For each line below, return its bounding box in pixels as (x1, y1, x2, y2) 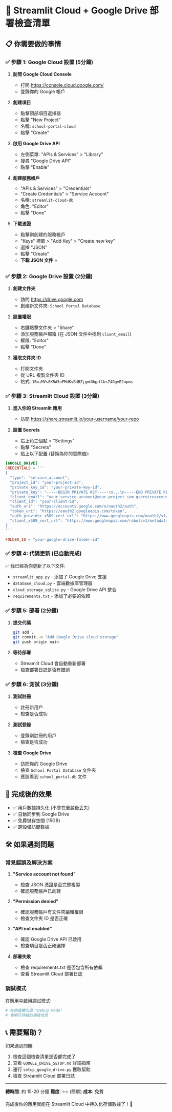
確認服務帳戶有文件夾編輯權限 (20, 909, 83, 915)
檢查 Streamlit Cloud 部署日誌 (12, 1073, 75, 1079)
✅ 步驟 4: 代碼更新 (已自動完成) (5, 550, 82, 557)
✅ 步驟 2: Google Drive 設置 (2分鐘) (5, 272, 93, 280)
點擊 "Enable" (20, 164, 50, 170)
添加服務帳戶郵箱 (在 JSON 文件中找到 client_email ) (20, 331, 132, 337)
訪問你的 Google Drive (20, 760, 68, 767)
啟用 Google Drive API (12, 140, 60, 146)
